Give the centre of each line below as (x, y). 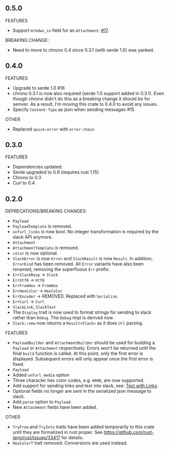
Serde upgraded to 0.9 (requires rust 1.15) (56, 172)
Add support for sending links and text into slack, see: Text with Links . (86, 386)
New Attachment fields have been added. (55, 407)
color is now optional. (35, 253)
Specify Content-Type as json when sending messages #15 (73, 109)
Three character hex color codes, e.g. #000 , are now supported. (78, 380)
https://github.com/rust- (129, 432)
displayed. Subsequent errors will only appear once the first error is (83, 359)
